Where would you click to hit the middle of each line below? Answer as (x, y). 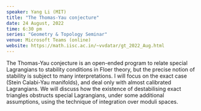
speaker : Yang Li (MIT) (37, 12)
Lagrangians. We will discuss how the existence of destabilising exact (94, 89)
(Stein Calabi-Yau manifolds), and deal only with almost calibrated (89, 82)
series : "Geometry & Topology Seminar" (57, 35)
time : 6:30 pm (24, 29)
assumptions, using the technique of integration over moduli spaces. (92, 101)
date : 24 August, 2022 (35, 23)
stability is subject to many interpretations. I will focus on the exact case (97, 76)
